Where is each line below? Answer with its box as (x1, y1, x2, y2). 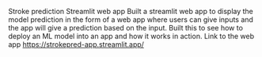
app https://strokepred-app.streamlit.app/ (8, 40, 145, 49)
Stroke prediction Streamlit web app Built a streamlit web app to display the (8, 7, 253, 16)
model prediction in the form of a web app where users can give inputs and (8, 15, 253, 24)
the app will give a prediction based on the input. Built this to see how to (8, 23, 244, 32)
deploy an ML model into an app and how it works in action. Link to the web (8, 31, 255, 41)
